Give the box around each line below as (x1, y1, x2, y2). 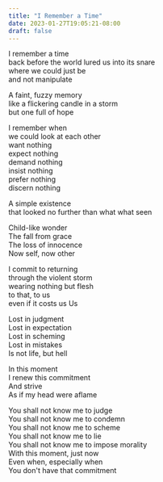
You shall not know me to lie (8, 431, 102, 441)
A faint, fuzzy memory (8, 90, 82, 100)
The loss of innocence (8, 240, 83, 250)
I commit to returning (8, 264, 78, 275)
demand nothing (8, 157, 63, 167)
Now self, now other (8, 249, 75, 258)
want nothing (8, 140, 52, 150)
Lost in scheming (8, 332, 66, 342)
